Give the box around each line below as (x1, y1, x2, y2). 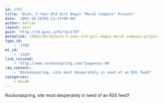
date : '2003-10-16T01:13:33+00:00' (5, 16, 77, 21)
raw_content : (5, 66, 32, 71)
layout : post (5, 25, 32, 30)
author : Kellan (5, 20, 36, 26)
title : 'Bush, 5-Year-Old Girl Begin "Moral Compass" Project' (5, 12, 136, 16)
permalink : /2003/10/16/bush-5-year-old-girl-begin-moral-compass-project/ (5, 34, 162, 39)
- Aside (14, 79, 29, 84)
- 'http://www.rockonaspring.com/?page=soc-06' (14, 61, 112, 66)
